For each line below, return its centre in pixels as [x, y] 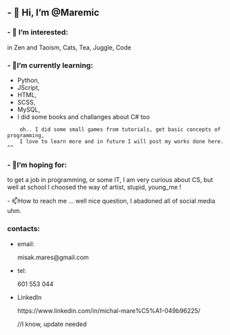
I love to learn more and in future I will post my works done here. [122, 141]
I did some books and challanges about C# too [84, 116]
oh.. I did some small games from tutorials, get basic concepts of [120, 129]
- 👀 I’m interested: [38, 32]
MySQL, [29, 109]
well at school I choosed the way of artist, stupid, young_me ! [94, 187]
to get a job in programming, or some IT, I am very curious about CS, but [110, 180]
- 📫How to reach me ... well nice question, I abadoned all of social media [111, 201]
